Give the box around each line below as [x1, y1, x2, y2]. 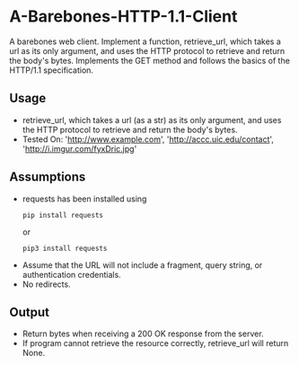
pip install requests [22, 210, 103, 219]
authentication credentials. [22, 269, 121, 280]
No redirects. [22, 279, 71, 289]
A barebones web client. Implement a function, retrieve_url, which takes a [9, 36, 281, 47]
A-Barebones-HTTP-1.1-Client [9, 6, 238, 27]
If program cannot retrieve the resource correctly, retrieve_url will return [22, 338, 289, 349]
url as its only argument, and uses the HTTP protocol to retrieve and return [9, 45, 286, 56]
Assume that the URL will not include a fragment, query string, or [22, 259, 263, 271]
